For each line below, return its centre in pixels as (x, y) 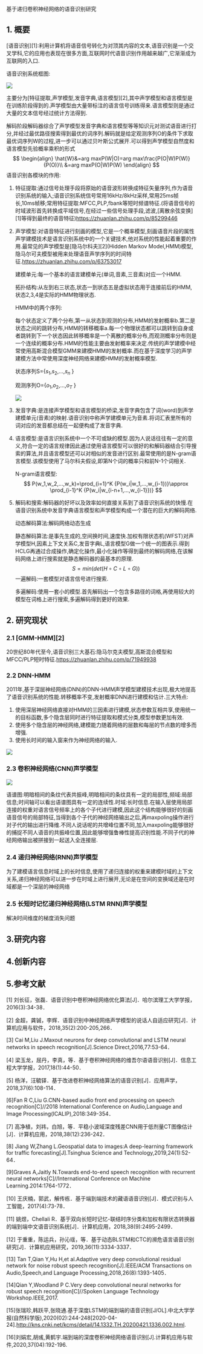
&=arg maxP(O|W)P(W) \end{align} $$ (112, 165)
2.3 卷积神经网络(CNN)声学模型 (52, 769)
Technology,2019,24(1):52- (157, 1152)
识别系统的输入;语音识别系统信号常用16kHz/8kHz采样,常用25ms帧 (97, 195)
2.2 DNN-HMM (29, 675)
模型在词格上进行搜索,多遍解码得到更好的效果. (72, 599)
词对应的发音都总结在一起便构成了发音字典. (69, 425)
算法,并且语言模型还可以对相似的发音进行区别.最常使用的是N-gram (108, 454)
